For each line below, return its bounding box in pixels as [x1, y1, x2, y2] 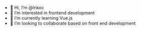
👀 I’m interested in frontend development [10, 10, 95, 16]
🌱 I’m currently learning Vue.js [10, 15, 73, 21]
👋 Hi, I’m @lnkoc [10, 5, 44, 10]
